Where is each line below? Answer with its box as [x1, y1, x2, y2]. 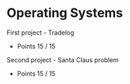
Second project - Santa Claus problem [6, 55, 119, 64]
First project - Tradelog [6, 28, 75, 37]
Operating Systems [6, 5, 124, 21]
